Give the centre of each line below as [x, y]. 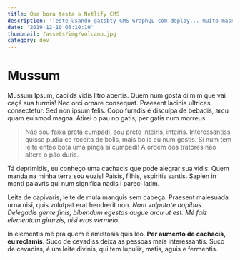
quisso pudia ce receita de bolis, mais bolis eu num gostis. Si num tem [128, 140]
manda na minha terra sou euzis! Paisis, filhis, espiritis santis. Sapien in [112, 176]
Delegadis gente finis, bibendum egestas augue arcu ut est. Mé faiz [107, 213]
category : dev [29, 41]
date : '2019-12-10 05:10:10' [51, 27]
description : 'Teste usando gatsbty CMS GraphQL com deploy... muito [113, 21]
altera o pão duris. [52, 155]
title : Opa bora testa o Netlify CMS [64, 14]
